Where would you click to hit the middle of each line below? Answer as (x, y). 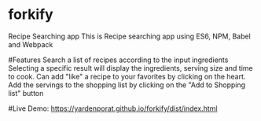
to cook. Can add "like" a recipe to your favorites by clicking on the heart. (127, 76)
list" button (26, 93)
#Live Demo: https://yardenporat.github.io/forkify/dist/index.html (113, 108)
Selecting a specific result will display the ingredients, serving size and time (130, 68)
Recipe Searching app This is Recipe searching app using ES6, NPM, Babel (130, 36)
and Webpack (31, 44)
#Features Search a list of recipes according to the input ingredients (118, 60)
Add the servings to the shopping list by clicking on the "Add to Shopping (127, 85)
